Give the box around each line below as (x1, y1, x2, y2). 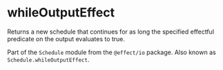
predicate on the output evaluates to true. (7, 34, 126, 43)
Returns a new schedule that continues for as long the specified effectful (7, 27, 215, 36)
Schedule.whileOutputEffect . (7, 55, 90, 63)
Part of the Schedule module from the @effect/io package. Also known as (7, 48, 216, 56)
